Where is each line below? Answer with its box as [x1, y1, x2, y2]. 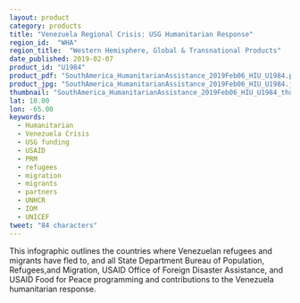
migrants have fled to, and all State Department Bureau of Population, [9, 255, 265, 265]
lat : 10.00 [9, 96, 50, 105]
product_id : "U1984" [9, 63, 87, 72]
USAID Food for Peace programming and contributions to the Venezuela [9, 274, 274, 284]
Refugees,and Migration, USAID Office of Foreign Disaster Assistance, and [9, 265, 284, 275]
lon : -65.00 [9, 105, 54, 114]
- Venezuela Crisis [17, 130, 90, 139]
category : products [9, 21, 82, 30]
